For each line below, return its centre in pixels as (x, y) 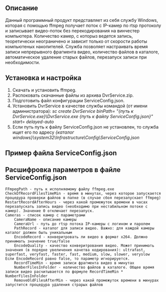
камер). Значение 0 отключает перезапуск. (50, 211)
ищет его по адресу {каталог (43, 132)
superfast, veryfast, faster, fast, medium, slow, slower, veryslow (78, 254)
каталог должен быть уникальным (39, 232)
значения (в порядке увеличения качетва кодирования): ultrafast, (75, 250)
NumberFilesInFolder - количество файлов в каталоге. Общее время (84, 267)
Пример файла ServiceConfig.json (61, 153)
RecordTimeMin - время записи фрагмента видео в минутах (74, 263)
